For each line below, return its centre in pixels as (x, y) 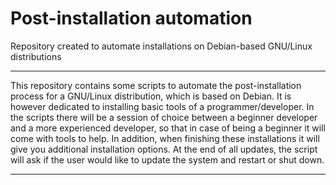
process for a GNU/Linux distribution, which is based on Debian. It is (151, 96)
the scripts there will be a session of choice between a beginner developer (164, 117)
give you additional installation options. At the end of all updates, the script (164, 149)
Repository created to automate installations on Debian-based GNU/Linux (161, 46)
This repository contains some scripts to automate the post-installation (156, 85)
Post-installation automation (131, 18)
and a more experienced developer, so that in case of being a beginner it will (168, 128)
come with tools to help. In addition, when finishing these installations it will (165, 138)
